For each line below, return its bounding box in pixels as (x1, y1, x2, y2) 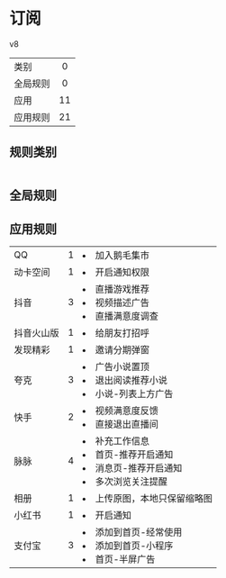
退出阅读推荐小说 (95, 374, 168, 386)
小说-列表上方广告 (95, 387, 174, 400)
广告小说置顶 (95, 360, 150, 373)
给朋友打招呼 (95, 326, 150, 339)
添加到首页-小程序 (95, 539, 174, 552)
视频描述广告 (95, 296, 150, 309)
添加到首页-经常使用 (95, 526, 183, 538)
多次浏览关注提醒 (95, 474, 168, 487)
